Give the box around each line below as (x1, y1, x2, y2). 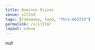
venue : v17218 (5, 12, 36, 17)
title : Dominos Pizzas (5, 7, 54, 13)
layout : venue (5, 26, 36, 31)
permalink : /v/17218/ (5, 21, 52, 27)
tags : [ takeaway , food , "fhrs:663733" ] (5, 17, 91, 22)
